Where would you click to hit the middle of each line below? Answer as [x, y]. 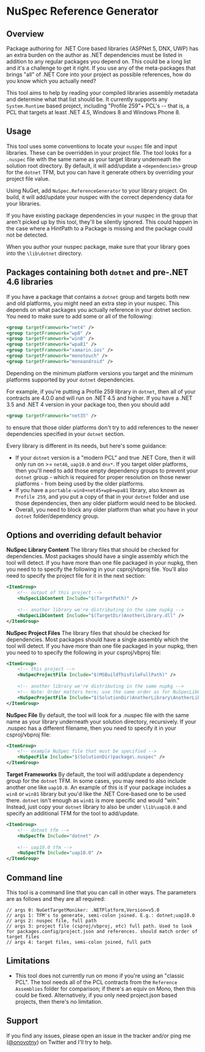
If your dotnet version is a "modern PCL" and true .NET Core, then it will [105, 457]
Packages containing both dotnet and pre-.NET [98, 272]
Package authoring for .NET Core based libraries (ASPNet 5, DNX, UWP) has [103, 48]
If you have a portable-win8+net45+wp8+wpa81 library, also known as [100, 490]
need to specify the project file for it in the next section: [76, 576]
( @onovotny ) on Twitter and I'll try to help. [59, 1042]
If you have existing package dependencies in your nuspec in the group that [102, 215]
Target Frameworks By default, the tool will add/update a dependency [95, 774]
